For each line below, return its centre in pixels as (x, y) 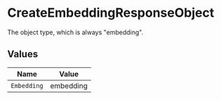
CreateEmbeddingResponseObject (111, 13)
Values (23, 54)
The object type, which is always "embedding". (75, 32)
